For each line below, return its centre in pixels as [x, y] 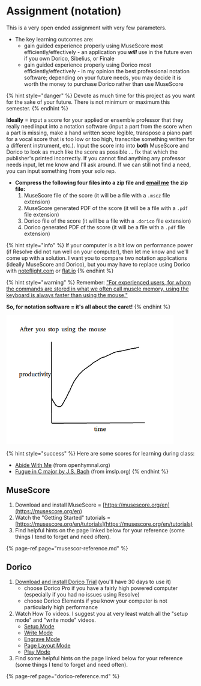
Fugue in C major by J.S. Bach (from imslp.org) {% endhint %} [92, 471]
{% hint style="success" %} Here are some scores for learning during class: [100, 453]
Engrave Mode [42, 639]
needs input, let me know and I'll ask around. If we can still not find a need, [99, 164]
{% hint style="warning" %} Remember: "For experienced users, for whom [98, 282]
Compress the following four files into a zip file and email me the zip [101, 182]
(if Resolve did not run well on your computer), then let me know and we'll [97, 251]
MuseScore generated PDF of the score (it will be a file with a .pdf [106, 208]
